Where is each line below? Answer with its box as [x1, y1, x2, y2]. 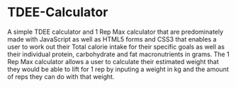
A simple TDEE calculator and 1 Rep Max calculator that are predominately [7, 27, 224, 36]
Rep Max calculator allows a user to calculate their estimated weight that [7, 57, 219, 65]
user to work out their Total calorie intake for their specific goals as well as [7, 42, 225, 51]
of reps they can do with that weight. [7, 72, 115, 81]
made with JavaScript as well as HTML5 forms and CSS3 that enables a [7, 34, 217, 43]
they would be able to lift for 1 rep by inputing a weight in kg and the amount [7, 65, 229, 73]
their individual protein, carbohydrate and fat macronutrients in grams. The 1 [7, 50, 230, 58]
